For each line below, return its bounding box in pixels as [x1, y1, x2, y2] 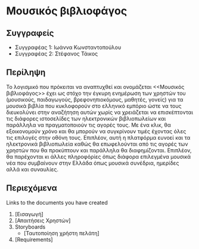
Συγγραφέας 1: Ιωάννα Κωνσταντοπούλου [14, 44, 122, 51]
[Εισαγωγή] [14, 210, 43, 217]
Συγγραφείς [6, 28, 54, 38]
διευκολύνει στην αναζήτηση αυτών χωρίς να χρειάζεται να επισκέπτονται [6, 109, 194, 116]
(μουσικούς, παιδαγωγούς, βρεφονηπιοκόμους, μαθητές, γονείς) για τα [6, 96, 184, 103]
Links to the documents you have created [6, 199, 108, 206]
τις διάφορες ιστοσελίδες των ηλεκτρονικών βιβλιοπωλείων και [6, 115, 166, 122]
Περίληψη [6, 67, 46, 78]
